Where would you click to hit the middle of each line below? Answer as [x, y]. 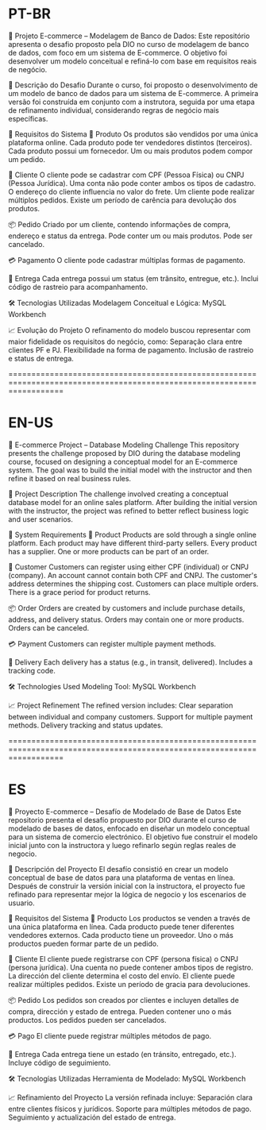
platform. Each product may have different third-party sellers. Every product [133, 543]
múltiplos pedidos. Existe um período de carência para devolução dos [122, 200]
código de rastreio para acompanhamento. [78, 287]
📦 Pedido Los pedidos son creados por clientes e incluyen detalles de [124, 1000]
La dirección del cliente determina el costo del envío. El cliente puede [122, 976]
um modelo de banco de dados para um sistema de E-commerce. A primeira [133, 93]
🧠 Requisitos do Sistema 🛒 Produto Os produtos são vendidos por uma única [133, 134]
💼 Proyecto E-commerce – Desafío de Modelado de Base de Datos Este [125, 812]
